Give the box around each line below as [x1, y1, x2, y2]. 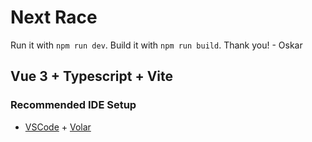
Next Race [10, 6, 98, 29]
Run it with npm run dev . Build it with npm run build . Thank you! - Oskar [10, 39, 303, 51]
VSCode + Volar [24, 121, 92, 133]
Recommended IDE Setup [10, 98, 137, 112]
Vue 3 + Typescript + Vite [10, 68, 174, 85]
